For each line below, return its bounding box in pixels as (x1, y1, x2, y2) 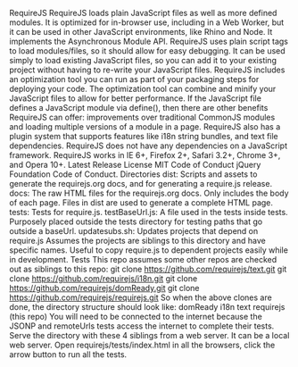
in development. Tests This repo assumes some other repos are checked (9, 254, 277, 264)
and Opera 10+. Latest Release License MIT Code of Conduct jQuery (9, 160, 261, 170)
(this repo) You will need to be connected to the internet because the (9, 312, 263, 321)
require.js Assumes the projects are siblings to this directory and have (9, 236, 266, 246)
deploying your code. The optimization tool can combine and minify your (9, 84, 277, 94)
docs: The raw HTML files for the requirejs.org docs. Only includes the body (9, 188, 289, 198)
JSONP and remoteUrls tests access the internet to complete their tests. (9, 321, 275, 331)
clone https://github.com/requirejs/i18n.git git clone (9, 273, 198, 284)
